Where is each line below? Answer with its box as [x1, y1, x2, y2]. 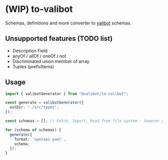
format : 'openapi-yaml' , [14, 137, 66, 142]
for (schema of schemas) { [5, 127, 61, 133]
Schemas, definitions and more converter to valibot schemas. [5, 20, 131, 26]
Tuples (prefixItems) [12, 63, 54, 69]
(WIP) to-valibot [5, 3, 73, 15]
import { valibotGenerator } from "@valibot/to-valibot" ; [5, 91, 128, 96]
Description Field [12, 47, 48, 53]
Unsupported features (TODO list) [5, 34, 113, 43]
